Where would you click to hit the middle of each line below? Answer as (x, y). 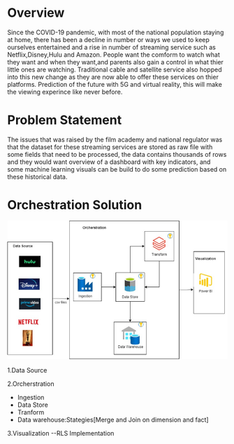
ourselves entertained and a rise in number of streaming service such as (112, 47)
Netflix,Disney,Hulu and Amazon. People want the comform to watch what (114, 55)
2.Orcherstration (31, 384)
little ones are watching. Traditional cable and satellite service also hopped (115, 69)
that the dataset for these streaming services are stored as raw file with (110, 147)
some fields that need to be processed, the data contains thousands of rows (117, 154)
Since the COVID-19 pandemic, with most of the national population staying (116, 32)
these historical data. (37, 176)
